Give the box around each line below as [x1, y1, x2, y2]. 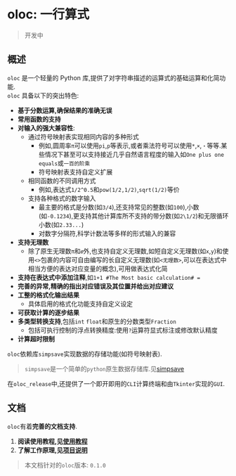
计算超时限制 [17, 335, 55, 343]
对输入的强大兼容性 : [17, 124, 75, 132]
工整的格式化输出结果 [17, 290, 79, 299]
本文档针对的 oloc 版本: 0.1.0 [24, 461, 107, 469]
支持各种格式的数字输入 [27, 194, 96, 202]
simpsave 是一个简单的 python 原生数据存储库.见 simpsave [24, 364, 185, 373]
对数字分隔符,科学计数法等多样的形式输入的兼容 [38, 229, 176, 238]
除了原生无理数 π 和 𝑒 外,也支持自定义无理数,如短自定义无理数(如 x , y [27, 247, 214, 255]
